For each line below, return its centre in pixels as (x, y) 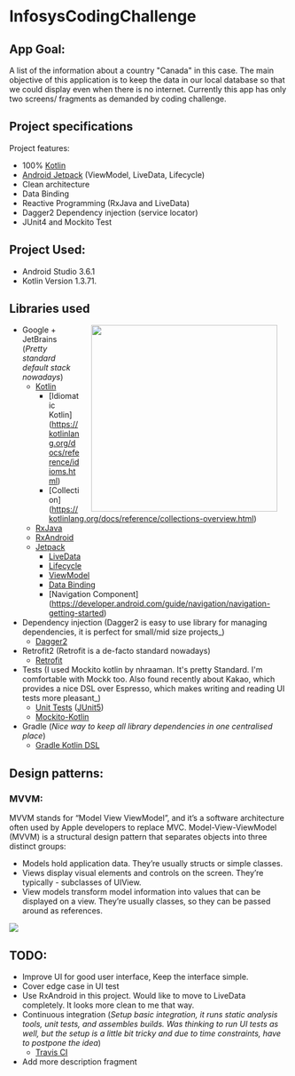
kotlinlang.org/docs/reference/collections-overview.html (151, 519)
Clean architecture (56, 184)
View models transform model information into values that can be (141, 892)
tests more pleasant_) (62, 698)
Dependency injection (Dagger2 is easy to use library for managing (144, 623)
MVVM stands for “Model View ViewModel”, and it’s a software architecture (147, 818)
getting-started (76, 613)
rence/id (64, 462)
